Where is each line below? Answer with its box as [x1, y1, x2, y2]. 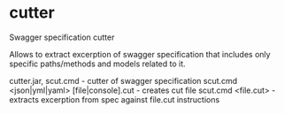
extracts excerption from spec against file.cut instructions [9, 94, 220, 104]
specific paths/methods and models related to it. [9, 58, 186, 69]
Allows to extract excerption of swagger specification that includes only [9, 49, 272, 59]
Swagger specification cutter [9, 32, 115, 42]
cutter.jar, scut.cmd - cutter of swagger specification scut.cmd [9, 75, 238, 86]
